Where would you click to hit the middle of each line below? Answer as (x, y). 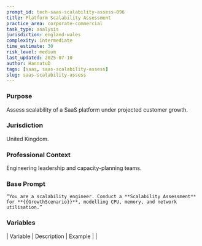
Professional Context (38, 155)
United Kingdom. (28, 139)
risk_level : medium (31, 52)
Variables (21, 223)
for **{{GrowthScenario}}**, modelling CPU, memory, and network (91, 202)
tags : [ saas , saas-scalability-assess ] (57, 69)
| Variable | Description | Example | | (52, 236)
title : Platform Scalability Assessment (59, 18)
